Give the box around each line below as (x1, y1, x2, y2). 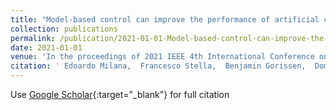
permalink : (10, 33, 56, 43)
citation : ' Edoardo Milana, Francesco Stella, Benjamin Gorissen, (10, 61, 307, 71)
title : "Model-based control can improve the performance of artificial (10, 14, 320, 25)
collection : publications (10, 24, 118, 34)
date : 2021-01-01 (10, 42, 83, 53)
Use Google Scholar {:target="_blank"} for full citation (10, 89, 230, 100)
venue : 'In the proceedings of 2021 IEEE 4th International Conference (10, 52, 315, 62)
